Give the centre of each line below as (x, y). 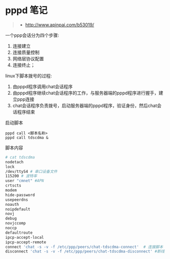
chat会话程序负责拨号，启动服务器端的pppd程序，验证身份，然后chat (85, 105)
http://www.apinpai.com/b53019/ (60, 25)
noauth (12, 204)
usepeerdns (17, 200)
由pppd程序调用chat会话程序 (42, 86)
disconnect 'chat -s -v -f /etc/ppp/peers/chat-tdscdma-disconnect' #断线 (85, 251)
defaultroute (19, 233)
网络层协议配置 (28, 58)
